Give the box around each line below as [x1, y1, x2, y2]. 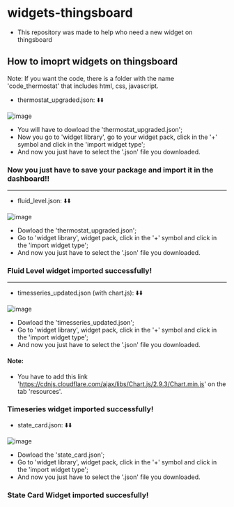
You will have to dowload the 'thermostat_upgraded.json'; [17, 125, 183, 133]
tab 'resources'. [17, 387, 63, 395]
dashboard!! [7, 173, 50, 183]
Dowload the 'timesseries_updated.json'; [17, 318, 134, 327]
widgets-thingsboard [7, 5, 134, 21]
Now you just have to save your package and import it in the [7, 165, 214, 175]
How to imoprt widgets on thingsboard [7, 56, 178, 68]
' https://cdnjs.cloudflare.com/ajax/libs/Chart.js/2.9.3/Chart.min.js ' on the [17, 379, 226, 388]
